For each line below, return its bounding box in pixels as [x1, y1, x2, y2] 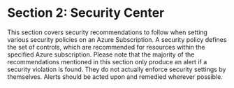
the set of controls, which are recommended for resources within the [7, 43, 205, 51]
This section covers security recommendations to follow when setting [7, 28, 208, 36]
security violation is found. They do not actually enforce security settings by [7, 65, 226, 73]
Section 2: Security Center [7, 5, 165, 21]
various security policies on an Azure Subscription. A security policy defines [7, 35, 227, 43]
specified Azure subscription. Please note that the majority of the [7, 50, 195, 59]
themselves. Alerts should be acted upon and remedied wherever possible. [7, 72, 224, 81]
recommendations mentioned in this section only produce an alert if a [7, 57, 207, 66]
